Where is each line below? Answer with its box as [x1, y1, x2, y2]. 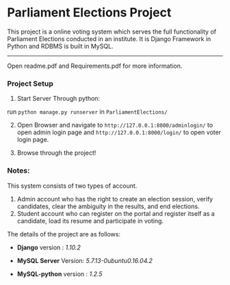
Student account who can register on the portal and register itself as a [16, 209, 215, 217]
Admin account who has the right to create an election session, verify [16, 195, 214, 203]
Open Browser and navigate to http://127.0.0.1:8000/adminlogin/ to [16, 121, 214, 129]
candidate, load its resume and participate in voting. [16, 216, 164, 225]
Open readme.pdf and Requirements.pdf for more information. [7, 62, 183, 70]
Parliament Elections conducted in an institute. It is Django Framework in [7, 34, 212, 42]
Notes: [7, 166, 30, 175]
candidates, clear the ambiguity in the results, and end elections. [16, 202, 200, 210]
